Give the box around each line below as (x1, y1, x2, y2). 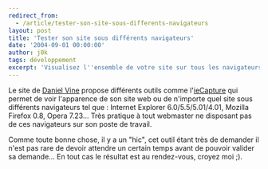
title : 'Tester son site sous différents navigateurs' (8, 33, 195, 42)
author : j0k (8, 49, 48, 57)
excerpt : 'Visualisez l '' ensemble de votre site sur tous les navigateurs (8, 64, 262, 72)
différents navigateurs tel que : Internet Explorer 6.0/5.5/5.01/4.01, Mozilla (8, 102, 250, 112)
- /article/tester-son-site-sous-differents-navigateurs (15, 19, 209, 27)
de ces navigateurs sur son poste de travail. (8, 119, 152, 128)
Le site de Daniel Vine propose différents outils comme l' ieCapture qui (8, 85, 238, 95)
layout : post (8, 26, 52, 34)
